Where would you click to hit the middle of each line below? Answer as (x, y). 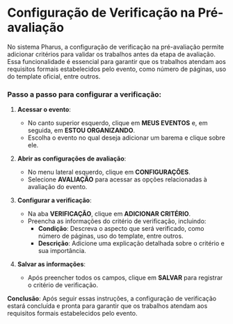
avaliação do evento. (57, 187)
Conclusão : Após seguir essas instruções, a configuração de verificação (112, 299)
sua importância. (62, 251)
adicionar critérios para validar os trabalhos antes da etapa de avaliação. (111, 54)
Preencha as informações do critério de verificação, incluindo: (117, 221)
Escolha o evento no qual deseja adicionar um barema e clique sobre (127, 138)
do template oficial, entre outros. (54, 76)
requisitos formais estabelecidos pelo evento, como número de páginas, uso (117, 69)
